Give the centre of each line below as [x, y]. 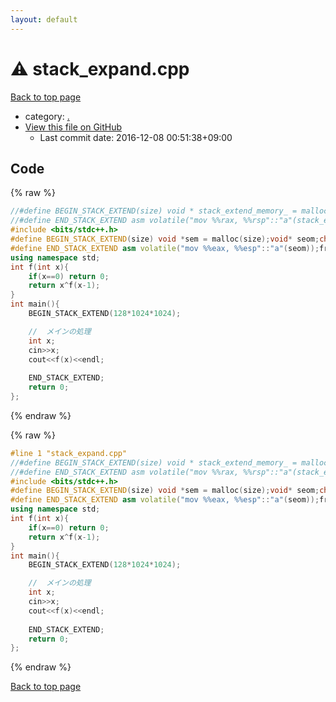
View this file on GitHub [73, 127]
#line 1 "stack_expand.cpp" [69, 453]
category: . [47, 116]
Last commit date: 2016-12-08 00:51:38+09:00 [136, 137]
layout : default [44, 19]
